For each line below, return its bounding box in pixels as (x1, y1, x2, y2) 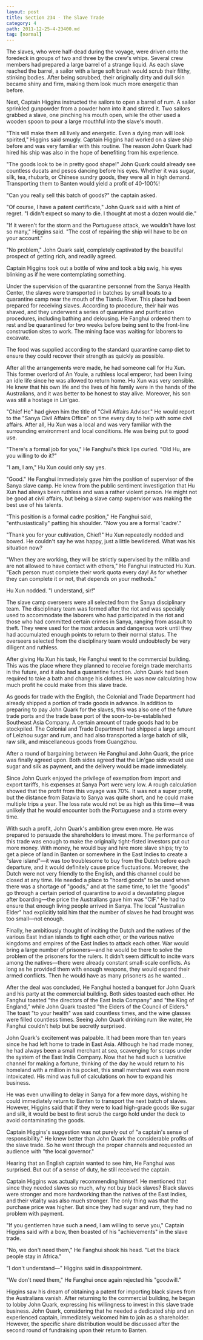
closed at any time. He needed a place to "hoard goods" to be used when (6, 877, 190, 884)
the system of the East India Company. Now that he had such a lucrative (6, 1053, 187, 1061)
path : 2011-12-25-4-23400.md (6, 25, 80, 32)
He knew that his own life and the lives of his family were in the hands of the (6, 383, 197, 391)
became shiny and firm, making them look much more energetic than (6, 80, 179, 88)
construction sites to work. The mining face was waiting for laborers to (6, 328, 183, 335)
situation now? (6, 544, 43, 552)
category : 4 (6, 20, 36, 26)
